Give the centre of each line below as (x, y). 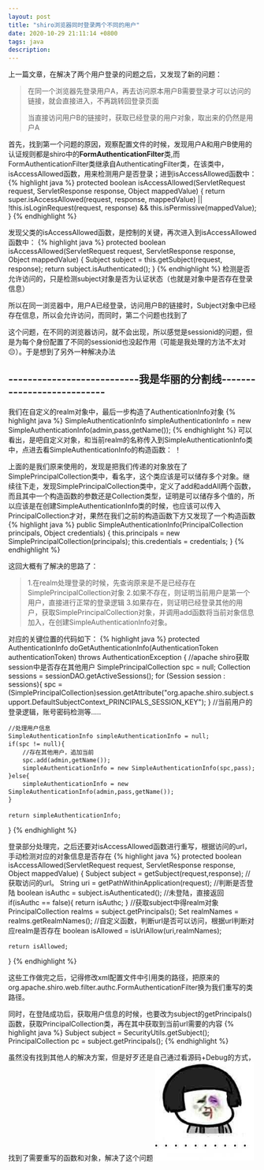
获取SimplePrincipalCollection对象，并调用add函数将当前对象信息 (148, 612)
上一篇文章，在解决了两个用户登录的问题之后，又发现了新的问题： (115, 74)
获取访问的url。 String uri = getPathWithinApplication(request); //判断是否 (127, 882)
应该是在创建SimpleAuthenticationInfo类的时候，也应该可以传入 (118, 505)
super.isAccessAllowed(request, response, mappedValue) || (106, 199)
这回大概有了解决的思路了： (53, 566)
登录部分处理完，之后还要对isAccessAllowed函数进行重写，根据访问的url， (130, 846)
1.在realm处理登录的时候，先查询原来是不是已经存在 (112, 583)
